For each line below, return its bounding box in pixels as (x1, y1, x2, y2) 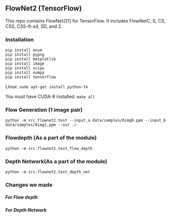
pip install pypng (5, 52, 45, 57)
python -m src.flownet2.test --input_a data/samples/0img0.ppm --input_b (5, 118, 166, 123)
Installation (5, 36, 34, 43)
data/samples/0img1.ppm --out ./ (5, 123, 77, 128)
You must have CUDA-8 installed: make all (5, 93, 95, 100)
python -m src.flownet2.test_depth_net (5, 169, 91, 174)
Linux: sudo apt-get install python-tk (5, 84, 89, 90)
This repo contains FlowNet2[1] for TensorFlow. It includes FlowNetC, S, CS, (5, 17, 166, 24)
